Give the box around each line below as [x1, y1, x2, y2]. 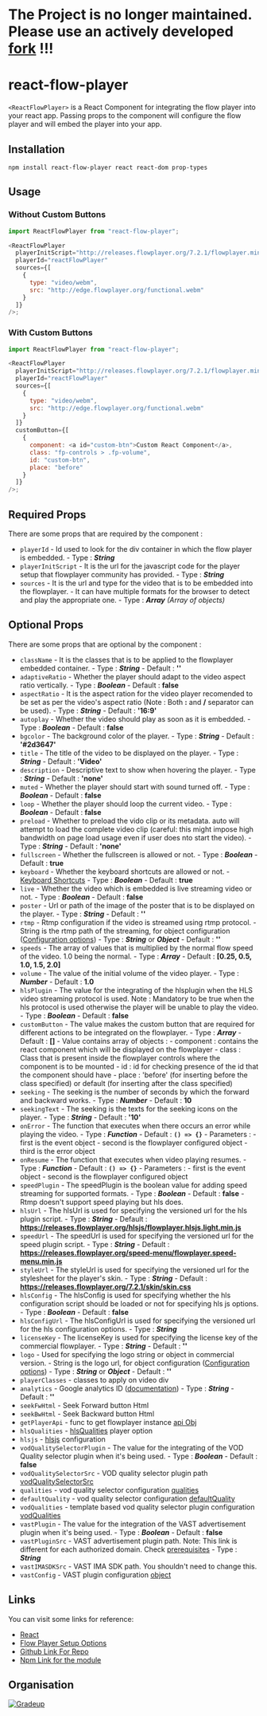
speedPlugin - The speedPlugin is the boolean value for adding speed [19, 1180, 248, 1190]
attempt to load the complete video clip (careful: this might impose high [19, 824, 254, 834]
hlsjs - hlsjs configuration [19, 1434, 106, 1444]
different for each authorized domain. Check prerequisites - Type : [19, 1545, 238, 1554]
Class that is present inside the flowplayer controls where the [19, 1053, 221, 1062]
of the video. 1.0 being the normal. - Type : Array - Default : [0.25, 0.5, [19, 951, 252, 961]
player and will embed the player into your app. [8, 120, 162, 129]
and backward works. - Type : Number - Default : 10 [19, 1095, 192, 1105]
